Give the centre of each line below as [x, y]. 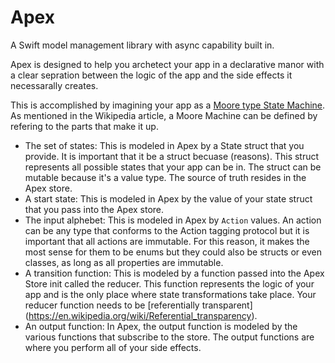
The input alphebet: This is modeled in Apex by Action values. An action [173, 220]
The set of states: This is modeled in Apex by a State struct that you [164, 145]
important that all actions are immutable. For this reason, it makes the [167, 241]
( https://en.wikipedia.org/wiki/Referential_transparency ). [141, 315]
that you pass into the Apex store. [94, 209]
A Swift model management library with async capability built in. [142, 45]
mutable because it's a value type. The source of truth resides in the [165, 177]
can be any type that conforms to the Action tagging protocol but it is [167, 230]
